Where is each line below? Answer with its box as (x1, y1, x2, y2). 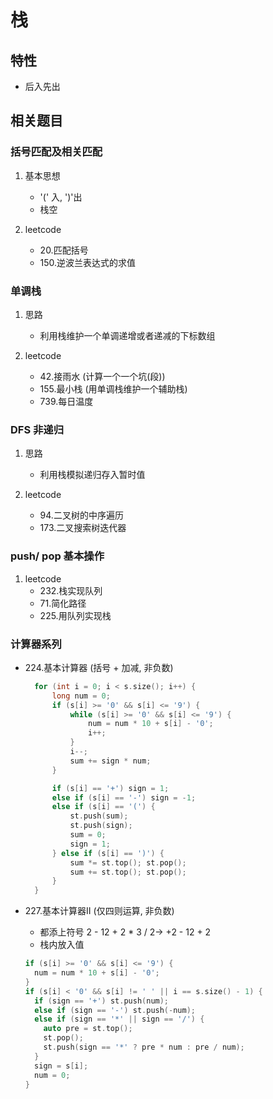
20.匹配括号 (39, 244, 89, 256)
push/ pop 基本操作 (10, 549, 105, 563)
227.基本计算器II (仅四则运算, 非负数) (24, 905, 175, 917)
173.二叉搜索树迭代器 (39, 522, 127, 534)
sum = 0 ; (69, 830, 107, 840)
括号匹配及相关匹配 (10, 145, 103, 159)
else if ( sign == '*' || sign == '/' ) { (34, 1014, 205, 1025)
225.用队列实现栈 (39, 609, 112, 621)
